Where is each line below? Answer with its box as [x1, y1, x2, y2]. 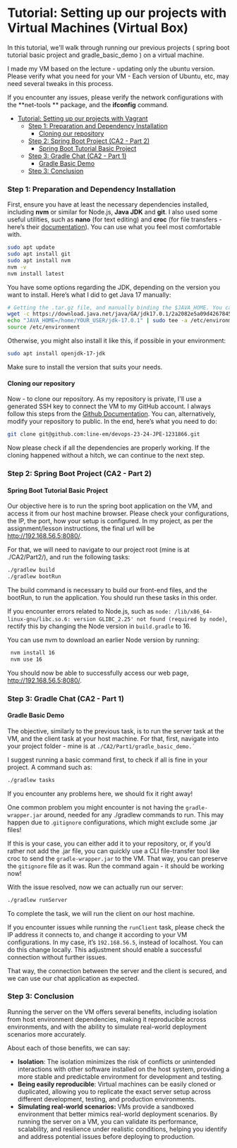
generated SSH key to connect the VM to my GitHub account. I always [7, 402, 212, 410]
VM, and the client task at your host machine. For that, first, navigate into [7, 734, 219, 743]
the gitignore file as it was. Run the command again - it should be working [7, 862, 224, 870]
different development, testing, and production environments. [17, 1094, 196, 1103]
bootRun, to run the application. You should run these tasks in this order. [7, 593, 217, 602]
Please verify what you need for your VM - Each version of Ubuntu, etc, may [7, 72, 229, 80]
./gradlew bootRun [7, 573, 61, 580]
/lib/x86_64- [174, 608, 213, 615]
